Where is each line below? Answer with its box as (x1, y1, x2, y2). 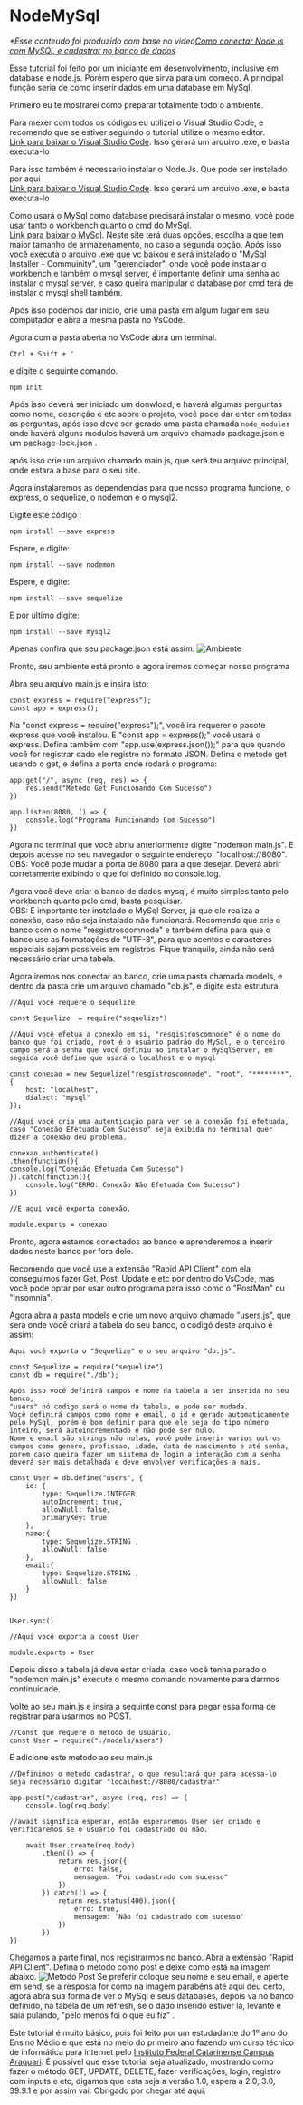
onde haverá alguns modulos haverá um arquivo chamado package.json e (9, 427, 285, 438)
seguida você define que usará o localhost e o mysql (9, 1053, 217, 1062)
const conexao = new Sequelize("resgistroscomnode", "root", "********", (9, 1069, 294, 1078)
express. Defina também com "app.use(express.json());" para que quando (9, 738, 286, 749)
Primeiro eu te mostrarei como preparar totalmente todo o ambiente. (9, 99, 264, 110)
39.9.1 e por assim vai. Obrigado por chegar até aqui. (9, 2085, 206, 2096)
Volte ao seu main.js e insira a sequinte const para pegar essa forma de (9, 1701, 276, 1711)
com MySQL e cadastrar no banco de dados (9, 44, 176, 55)
